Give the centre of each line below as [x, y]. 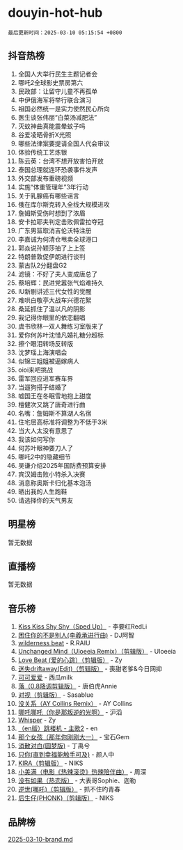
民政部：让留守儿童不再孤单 [58, 91]
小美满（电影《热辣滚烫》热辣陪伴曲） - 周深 [82, 772]
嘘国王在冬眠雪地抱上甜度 [55, 395]
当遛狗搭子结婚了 [42, 387]
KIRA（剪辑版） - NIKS [50, 763]
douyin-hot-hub [55, 13]
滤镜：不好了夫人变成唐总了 [58, 274]
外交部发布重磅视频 [46, 178]
